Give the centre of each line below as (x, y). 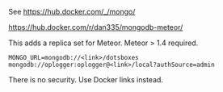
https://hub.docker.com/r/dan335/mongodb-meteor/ (96, 27)
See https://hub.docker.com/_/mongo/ (72, 12)
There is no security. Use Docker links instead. (86, 79)
